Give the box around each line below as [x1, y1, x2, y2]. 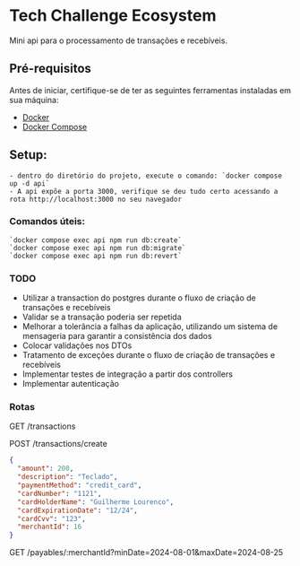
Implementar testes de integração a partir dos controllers [21, 369, 233, 379]
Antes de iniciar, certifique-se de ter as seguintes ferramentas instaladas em [9, 84, 292, 95]
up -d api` [9, 179, 50, 188]
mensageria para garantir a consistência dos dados [21, 331, 212, 342]
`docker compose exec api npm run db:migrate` [9, 243, 186, 252]
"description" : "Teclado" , [17, 473, 118, 482]
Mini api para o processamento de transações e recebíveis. [9, 35, 228, 46]
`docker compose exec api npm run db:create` [9, 235, 182, 245]
